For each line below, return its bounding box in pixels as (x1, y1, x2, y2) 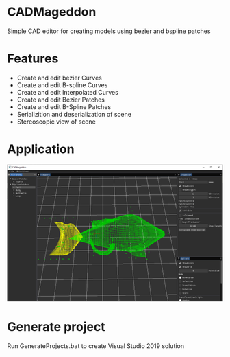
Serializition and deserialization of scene (16, 110, 132, 118)
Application (7, 141, 75, 157)
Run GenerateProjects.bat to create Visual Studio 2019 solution (7, 341, 185, 350)
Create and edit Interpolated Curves (16, 88, 118, 96)
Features (7, 51, 59, 67)
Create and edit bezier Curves (16, 73, 103, 82)
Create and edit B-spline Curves (16, 80, 108, 89)
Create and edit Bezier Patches (16, 95, 105, 104)
